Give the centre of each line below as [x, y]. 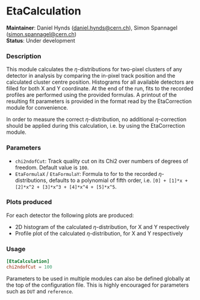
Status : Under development [41, 40]
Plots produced [29, 202]
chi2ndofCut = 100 [29, 267]
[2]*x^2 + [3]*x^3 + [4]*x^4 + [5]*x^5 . [66, 186]
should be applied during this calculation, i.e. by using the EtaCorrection [96, 126]
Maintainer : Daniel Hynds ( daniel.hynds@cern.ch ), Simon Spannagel [92, 28]
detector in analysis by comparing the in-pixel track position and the [91, 76]
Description [24, 56]
